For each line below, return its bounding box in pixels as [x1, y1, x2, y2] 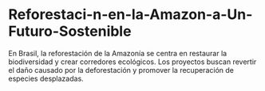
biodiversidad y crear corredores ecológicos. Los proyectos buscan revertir [8, 57, 257, 66]
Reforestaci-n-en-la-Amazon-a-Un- [8, 6, 253, 24]
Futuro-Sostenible [8, 22, 132, 40]
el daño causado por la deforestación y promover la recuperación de [8, 65, 234, 74]
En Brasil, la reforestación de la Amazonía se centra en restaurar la [8, 48, 227, 58]
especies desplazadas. [8, 74, 84, 83]
